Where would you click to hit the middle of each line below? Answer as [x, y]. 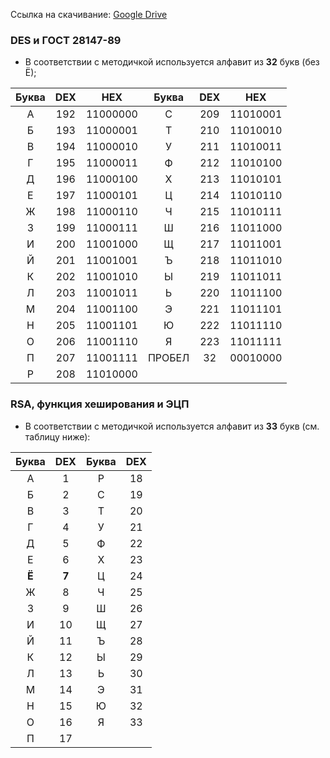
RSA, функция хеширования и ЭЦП [100, 404]
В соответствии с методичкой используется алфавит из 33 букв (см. [172, 426]
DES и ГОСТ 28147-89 [66, 40]
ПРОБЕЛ [168, 358]
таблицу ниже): [57, 436]
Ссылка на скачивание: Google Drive [89, 14]
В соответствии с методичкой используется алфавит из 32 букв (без [172, 62]
